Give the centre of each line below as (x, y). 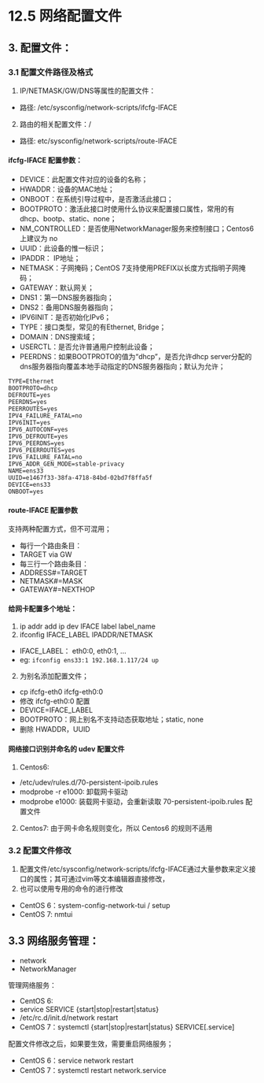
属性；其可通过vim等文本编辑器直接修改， (101, 878)
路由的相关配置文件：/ (55, 124)
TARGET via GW (46, 554)
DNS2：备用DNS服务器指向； (67, 307)
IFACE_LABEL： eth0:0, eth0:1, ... (73, 651)
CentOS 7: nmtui (46, 914)
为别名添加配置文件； (54, 676)
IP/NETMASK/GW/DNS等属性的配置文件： (88, 91)
